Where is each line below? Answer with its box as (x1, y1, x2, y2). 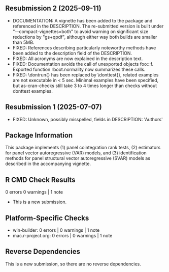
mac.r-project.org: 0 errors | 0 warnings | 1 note (12, 233, 113, 239)
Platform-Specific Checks (5, 213, 89, 222)
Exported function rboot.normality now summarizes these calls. (12, 66, 146, 72)
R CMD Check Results (5, 175, 76, 184)
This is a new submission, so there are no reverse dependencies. (5, 261, 141, 267)
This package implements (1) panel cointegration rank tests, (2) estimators (5, 145, 161, 151)
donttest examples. (12, 88, 53, 94)
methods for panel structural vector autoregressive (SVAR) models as (5, 155, 151, 161)
